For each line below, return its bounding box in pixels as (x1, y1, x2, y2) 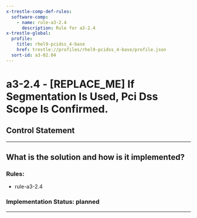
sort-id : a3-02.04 (11, 52, 57, 58)
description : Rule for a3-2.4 (21, 25, 96, 31)
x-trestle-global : (6, 30, 51, 36)
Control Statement (6, 125, 75, 135)
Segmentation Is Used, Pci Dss (6, 90, 158, 103)
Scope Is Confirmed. (6, 102, 108, 115)
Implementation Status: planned (6, 197, 100, 206)
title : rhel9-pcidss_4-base (16, 42, 85, 47)
